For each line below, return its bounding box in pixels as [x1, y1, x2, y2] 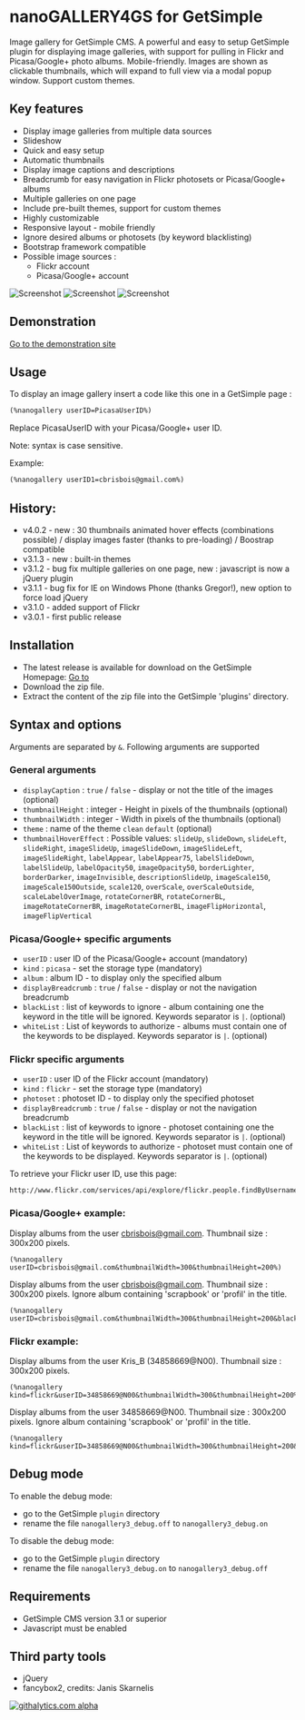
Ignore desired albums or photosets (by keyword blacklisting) [22, 232, 252, 242]
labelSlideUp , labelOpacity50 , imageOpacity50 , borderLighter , [22, 861, 255, 873]
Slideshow [22, 134, 62, 146]
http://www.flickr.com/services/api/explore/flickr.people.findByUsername [9, 1186, 299, 1195]
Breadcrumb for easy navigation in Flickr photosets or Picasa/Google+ [22, 173, 286, 184]
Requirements [9, 1589, 91, 1605]
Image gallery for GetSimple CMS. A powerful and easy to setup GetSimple [9, 36, 290, 47]
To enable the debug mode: [9, 1490, 113, 1501]
